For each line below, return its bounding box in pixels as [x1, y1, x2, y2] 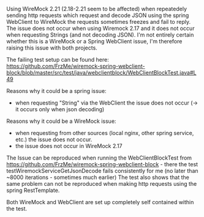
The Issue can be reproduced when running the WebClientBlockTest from [6, 154, 192, 161]
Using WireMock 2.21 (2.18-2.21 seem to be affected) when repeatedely [6, 6, 187, 12]
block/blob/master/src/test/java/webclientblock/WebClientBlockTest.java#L [6, 69, 197, 76]
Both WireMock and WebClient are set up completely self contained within [6, 199, 194, 205]
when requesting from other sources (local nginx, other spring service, [15, 130, 194, 136]
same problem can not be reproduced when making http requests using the [6, 180, 197, 187]
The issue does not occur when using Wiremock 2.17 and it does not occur [6, 24, 195, 32]
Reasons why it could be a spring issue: [6, 87, 107, 94]
